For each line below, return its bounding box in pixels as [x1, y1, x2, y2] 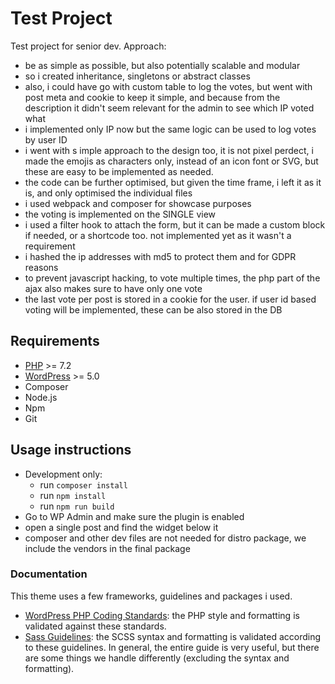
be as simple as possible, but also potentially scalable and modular [24, 59, 301, 71]
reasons [24, 261, 59, 273]
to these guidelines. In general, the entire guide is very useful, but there [24, 641, 320, 653]
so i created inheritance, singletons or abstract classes [24, 70, 251, 82]
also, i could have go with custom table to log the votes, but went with [24, 80, 313, 92]
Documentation [10, 567, 88, 581]
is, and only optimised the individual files [24, 187, 193, 199]
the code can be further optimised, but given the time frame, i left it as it [24, 176, 322, 188]
